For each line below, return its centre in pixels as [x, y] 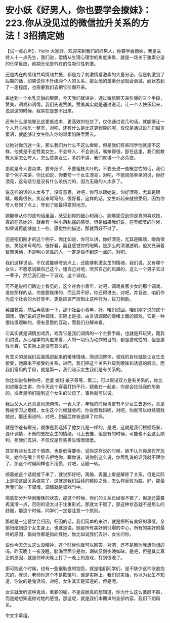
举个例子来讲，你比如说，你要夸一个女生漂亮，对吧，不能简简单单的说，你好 [85, 175]
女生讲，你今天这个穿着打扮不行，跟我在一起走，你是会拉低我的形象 [89, 387]
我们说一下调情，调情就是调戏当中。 [47, 487]
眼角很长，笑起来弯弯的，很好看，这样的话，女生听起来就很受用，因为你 [89, 198]
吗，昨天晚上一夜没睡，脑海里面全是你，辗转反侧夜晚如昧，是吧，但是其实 [83, 551]
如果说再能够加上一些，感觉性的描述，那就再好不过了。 [63, 228]
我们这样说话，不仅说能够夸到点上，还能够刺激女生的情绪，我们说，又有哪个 [85, 262]
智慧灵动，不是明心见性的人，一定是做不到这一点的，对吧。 [67, 252]
